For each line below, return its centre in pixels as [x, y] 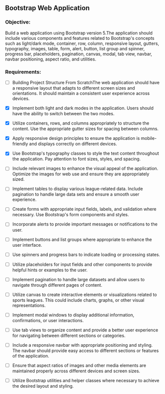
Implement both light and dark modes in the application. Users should [83, 108]
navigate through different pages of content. [57, 285]
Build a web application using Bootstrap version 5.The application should [79, 33]
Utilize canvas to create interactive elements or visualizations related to [84, 295]
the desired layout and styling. [43, 386]
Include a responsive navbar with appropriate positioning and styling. [82, 345]
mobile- [148, 138]
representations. [29, 305]
